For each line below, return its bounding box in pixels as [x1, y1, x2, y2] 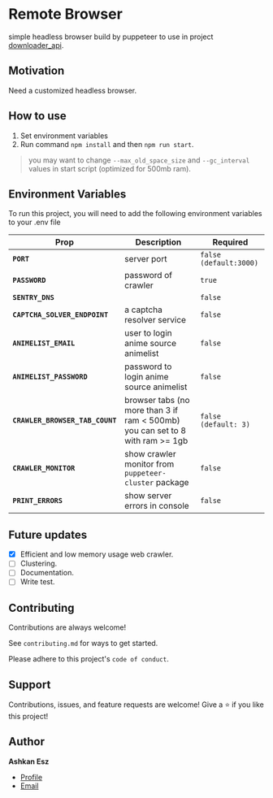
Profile [19, 772, 43, 782]
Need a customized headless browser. [8, 85, 137, 95]
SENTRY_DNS [12, 293, 54, 302]
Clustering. [19, 558, 58, 569]
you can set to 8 [124, 425, 187, 436]
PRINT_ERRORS [12, 497, 63, 505]
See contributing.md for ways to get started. [8, 639, 158, 648]
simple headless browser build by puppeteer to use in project [8, 32, 214, 41]
